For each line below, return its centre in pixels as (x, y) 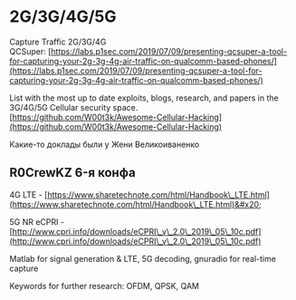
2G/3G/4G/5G (63, 17)
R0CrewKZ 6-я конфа (72, 173)
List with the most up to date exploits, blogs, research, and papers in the (144, 98)
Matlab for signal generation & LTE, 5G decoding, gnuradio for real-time (143, 258)
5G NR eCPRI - (37, 222)
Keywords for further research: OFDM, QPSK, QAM (104, 285)
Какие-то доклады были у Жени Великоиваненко (105, 144)
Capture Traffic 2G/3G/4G (58, 42)
